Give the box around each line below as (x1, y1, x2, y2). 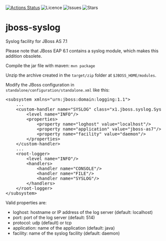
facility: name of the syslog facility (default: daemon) (12, 230, 120, 236)
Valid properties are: (5, 200, 47, 205)
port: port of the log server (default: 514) (12, 214, 95, 220)
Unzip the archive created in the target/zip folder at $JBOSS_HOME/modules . (5, 72, 157, 78)
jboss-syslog (5, 22, 61, 33)
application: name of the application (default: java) (12, 225, 115, 231)
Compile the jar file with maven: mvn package (5, 62, 96, 69)
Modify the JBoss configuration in (5, 81, 74, 87)
